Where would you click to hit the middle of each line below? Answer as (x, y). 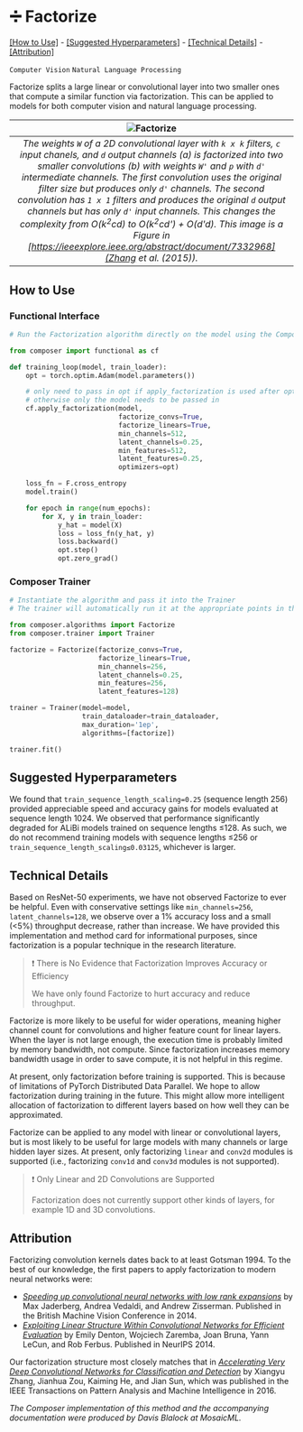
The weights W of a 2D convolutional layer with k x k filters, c (151, 143)
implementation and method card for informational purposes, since (134, 936)
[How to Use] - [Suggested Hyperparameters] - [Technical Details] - (136, 42)
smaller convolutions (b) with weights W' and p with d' (151, 166)
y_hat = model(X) (90, 525)
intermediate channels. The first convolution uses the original (151, 177)
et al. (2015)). (168, 258)
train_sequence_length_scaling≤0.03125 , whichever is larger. (123, 847)
